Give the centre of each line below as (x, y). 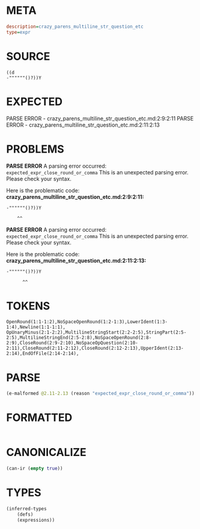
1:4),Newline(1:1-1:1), (36, 327)
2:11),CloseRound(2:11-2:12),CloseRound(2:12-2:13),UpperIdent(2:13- (95, 348)
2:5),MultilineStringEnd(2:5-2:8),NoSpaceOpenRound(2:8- (79, 338)
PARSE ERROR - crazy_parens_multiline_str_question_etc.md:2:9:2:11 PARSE (100, 118)
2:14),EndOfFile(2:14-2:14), (43, 353)
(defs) (25, 514)
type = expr (19, 32)
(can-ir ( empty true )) (35, 469)
